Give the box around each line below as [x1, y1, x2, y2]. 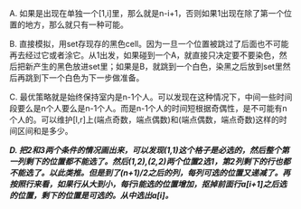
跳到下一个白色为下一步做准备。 [24, 72, 145, 83]
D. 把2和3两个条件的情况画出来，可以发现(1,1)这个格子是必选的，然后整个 [9, 145, 282, 156]
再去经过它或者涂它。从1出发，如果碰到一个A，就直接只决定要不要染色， [9, 50, 280, 61]
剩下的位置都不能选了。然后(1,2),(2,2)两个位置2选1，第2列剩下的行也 [24, 157, 283, 166]
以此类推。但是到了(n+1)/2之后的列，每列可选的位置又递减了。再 [48, 167, 291, 178]
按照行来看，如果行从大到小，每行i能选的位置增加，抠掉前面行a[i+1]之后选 [9, 179, 287, 189]
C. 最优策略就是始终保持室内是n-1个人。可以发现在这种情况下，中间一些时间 [9, 91, 293, 102]
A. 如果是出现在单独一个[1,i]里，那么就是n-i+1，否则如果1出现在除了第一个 [9, 8, 285, 18]
